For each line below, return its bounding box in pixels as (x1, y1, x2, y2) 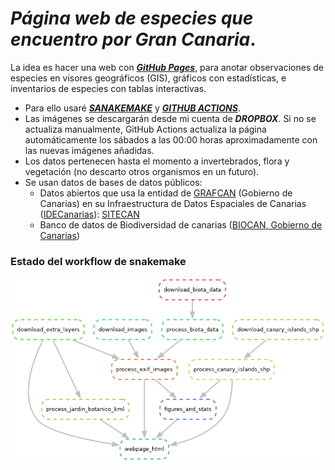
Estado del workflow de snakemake (10, 254, 187, 268)
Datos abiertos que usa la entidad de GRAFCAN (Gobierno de (39, 187, 293, 199)
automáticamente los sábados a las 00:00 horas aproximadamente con (24, 133, 318, 146)
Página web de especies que (10, 7, 254, 30)
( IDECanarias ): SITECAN (39, 208, 140, 220)
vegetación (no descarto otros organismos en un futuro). (24, 165, 260, 177)
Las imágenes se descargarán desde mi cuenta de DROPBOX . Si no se (24, 112, 317, 124)
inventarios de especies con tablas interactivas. (10, 82, 207, 94)
